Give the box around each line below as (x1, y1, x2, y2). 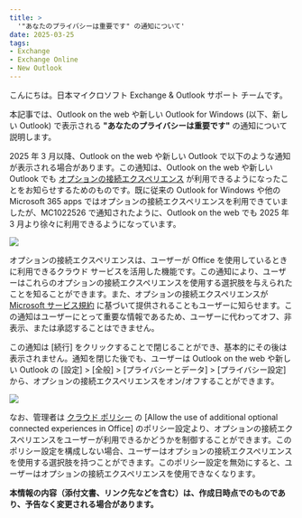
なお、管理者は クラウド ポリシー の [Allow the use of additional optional (9, 411, 279, 422)
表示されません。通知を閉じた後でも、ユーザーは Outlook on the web (9, 353, 266, 363)
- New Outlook (9, 64, 63, 73)
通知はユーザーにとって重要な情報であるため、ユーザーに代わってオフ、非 (16, 311, 292, 322)
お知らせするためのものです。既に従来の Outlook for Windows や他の (24, 184, 281, 195)
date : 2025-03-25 (9, 30, 75, 39)
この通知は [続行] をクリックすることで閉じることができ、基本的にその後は (9, 341, 288, 353)
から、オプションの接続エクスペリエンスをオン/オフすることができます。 (9, 375, 279, 386)
